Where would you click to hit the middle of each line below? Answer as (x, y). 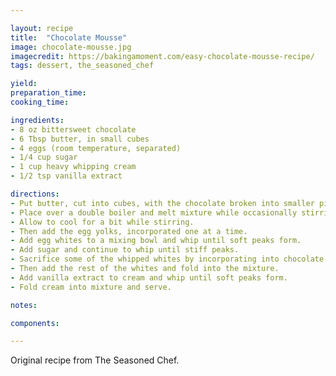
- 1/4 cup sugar (44, 157)
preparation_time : (48, 93)
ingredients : (37, 120)
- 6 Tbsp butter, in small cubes (80, 139)
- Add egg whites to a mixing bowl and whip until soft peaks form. (156, 241)
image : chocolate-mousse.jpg (71, 47)
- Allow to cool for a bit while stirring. (102, 222)
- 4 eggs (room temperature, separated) (96, 148)
